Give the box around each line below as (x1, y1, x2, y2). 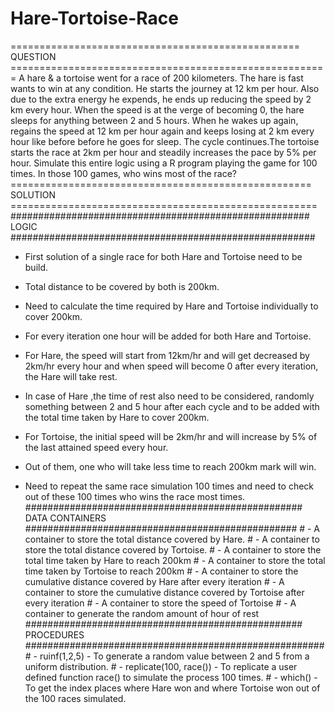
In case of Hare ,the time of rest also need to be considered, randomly (24, 390, 315, 402)
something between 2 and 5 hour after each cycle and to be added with (24, 400, 320, 412)
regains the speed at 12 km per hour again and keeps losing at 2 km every (10, 125, 315, 137)
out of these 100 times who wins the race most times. (24, 490, 246, 502)
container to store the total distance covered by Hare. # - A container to (24, 533, 320, 545)
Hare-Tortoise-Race (10, 7, 180, 30)
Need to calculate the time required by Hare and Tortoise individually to (24, 300, 319, 312)
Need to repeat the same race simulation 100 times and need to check (24, 480, 315, 492)
